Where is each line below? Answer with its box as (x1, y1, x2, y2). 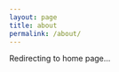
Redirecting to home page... (9, 54, 111, 64)
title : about (9, 21, 58, 30)
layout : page (9, 12, 58, 22)
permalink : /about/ (9, 29, 82, 38)
